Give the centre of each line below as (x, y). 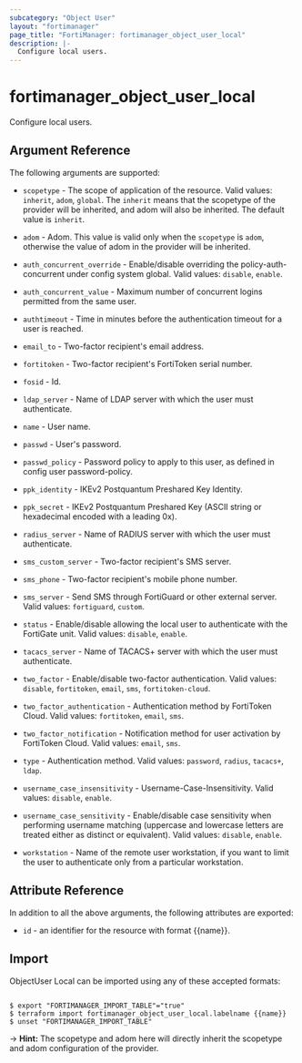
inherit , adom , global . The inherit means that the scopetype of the (149, 199)
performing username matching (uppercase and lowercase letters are (153, 824)
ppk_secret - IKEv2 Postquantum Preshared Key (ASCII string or (142, 506)
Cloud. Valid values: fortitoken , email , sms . (103, 715)
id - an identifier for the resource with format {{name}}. (126, 930)
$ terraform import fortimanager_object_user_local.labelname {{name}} (148, 1013)
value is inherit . (54, 219)
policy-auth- (264, 264)
